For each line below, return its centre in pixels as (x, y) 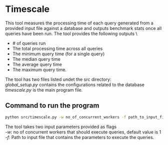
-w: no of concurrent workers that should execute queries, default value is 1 (83, 132)
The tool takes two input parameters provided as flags (61, 127)
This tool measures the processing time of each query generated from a (79, 23)
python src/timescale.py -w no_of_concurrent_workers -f (66, 117)
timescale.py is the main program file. (44, 90)
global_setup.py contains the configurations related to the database (75, 84)
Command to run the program (52, 106)
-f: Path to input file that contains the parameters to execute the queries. (80, 137)
